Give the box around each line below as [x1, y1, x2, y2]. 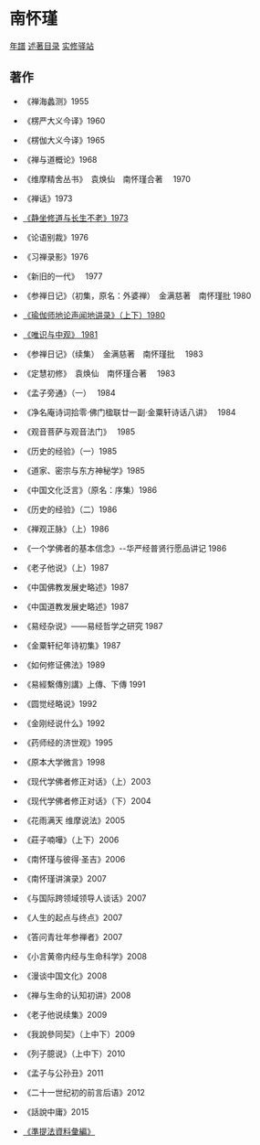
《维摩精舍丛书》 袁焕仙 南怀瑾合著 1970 [22, 173, 192, 184]
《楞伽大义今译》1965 [22, 134, 106, 145]
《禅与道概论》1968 [22, 154, 98, 165]
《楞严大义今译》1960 [22, 115, 106, 126]
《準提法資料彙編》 [22, 1126, 96, 1137]
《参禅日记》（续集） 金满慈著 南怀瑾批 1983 [22, 348, 203, 359]
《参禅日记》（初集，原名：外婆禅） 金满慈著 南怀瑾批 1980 [22, 290, 252, 301]
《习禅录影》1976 [22, 251, 89, 262]
